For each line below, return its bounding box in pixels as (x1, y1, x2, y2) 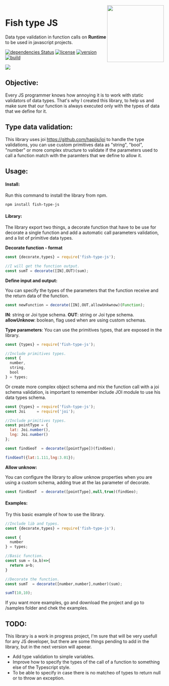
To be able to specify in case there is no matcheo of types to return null (12, 670, 161, 676)
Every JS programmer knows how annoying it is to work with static (5, 92, 143, 98)
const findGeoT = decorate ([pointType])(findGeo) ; (5, 446, 116, 451)
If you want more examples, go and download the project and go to (5, 600, 144, 606)
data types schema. (5, 394, 46, 400)
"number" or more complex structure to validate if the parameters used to (5, 147, 158, 153)
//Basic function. (5, 554, 44, 559)
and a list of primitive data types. (5, 235, 73, 241)
